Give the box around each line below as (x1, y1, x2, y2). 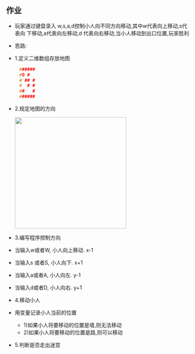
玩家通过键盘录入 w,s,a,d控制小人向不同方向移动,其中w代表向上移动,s (14, 22, 182, 29)
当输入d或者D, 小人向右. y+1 (14, 284, 82, 291)
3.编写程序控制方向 (14, 234, 61, 241)
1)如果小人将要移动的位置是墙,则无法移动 (23, 322, 122, 329)
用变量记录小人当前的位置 (14, 309, 77, 316)
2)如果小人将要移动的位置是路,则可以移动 (23, 329, 123, 336)
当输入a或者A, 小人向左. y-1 (14, 272, 81, 279)
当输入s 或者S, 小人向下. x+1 (14, 259, 83, 266)
